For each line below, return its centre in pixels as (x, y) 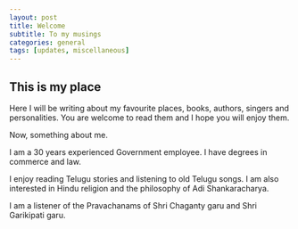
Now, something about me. (59, 135)
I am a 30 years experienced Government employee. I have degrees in (138, 151)
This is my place (55, 87)
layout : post (33, 17)
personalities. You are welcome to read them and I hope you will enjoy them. (149, 118)
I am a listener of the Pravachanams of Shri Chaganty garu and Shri (133, 205)
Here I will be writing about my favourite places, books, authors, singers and (149, 108)
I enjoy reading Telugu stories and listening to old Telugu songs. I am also (144, 178)
